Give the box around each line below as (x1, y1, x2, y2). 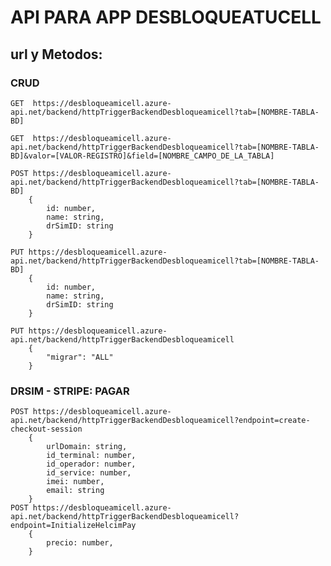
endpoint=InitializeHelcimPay (10, 521, 137, 531)
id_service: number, (46, 468, 132, 478)
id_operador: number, (46, 459, 137, 470)
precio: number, (46, 538, 114, 548)
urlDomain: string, (46, 442, 128, 452)
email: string (46, 486, 105, 496)
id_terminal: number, (46, 451, 137, 461)
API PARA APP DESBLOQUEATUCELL (10, 6, 322, 29)
